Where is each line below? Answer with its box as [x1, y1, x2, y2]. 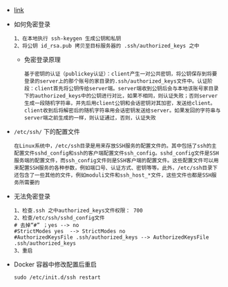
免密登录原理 [23, 55, 61, 63]
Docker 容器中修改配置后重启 [13, 260, 97, 268]
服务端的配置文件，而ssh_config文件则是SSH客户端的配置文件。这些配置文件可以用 [13, 157, 219, 164]
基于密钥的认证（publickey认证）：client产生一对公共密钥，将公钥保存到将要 [23, 70, 218, 77]
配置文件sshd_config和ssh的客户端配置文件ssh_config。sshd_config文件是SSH [13, 150, 219, 157]
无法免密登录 [13, 192, 50, 200]
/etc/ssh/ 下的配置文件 [13, 128, 81, 135]
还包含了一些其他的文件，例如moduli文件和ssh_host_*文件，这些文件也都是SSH [13, 172, 212, 179]
